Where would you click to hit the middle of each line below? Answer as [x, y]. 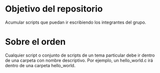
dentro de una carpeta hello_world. [40, 65]
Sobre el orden [35, 42]
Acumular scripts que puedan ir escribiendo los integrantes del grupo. [76, 22]
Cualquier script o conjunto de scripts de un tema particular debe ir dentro [80, 55]
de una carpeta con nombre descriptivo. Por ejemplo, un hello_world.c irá [79, 60]
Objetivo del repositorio [54, 9]
